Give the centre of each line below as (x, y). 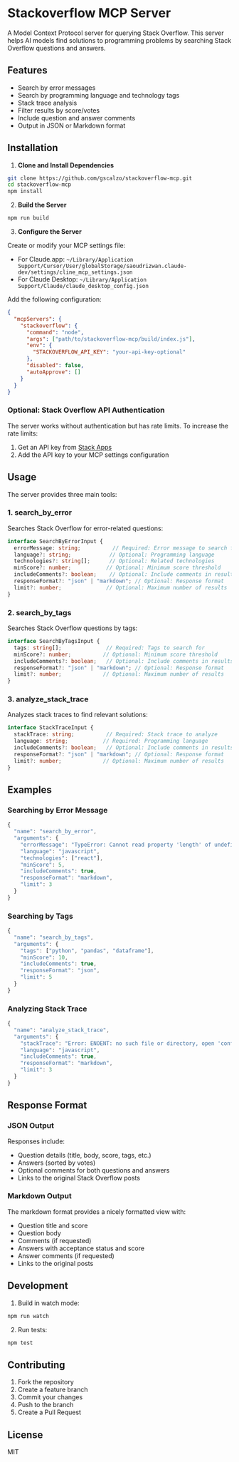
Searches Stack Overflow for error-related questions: (85, 528)
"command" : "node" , (55, 332)
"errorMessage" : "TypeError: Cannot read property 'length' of (116, 845)
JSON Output (31, 1126)
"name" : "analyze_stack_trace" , (62, 1030)
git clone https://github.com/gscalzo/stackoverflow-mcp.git (100, 178)
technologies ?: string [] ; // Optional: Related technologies (114, 561)
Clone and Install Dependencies (66, 165)
